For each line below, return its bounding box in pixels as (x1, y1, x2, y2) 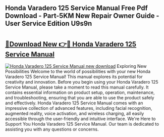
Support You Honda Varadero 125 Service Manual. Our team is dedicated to (5, 121, 160, 127)
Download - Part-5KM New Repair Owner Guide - (5, 12, 160, 20)
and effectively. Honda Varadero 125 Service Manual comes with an (5, 100, 143, 106)
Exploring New (116, 63, 147, 69)
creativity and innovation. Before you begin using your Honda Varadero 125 (5, 79, 159, 85)
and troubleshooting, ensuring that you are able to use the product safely (5, 95, 155, 100)
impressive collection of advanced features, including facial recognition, (5, 105, 153, 111)
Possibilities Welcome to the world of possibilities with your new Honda (5, 69, 151, 74)
